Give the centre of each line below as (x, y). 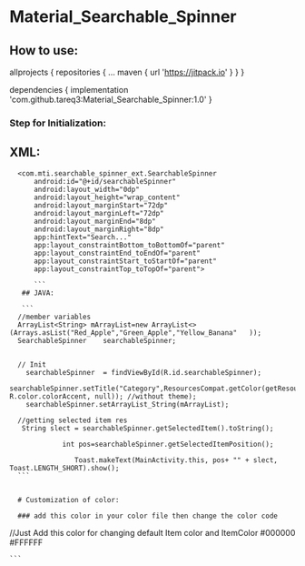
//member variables (54, 317)
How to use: (44, 51)
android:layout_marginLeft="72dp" (99, 213)
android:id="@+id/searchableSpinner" (105, 181)
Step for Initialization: (58, 123)
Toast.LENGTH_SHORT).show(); (64, 468)
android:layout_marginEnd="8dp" (94, 221)
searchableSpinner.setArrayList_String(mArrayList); (128, 404)
